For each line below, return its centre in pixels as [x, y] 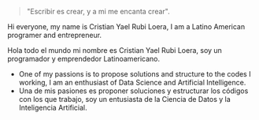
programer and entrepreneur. [55, 35]
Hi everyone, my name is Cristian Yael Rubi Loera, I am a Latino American [126, 26]
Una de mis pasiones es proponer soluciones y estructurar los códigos [133, 91]
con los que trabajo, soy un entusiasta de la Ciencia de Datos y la [125, 99]
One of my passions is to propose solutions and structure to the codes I [135, 74]
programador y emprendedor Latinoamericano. [84, 59]
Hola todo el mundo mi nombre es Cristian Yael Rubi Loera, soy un [115, 50]
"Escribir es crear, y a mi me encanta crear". [98, 11]
